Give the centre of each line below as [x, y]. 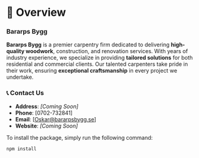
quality [16, 51]
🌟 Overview [36, 13]
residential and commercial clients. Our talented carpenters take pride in [97, 64]
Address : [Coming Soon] [47, 106]
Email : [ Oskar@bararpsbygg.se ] [56, 119]
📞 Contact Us [25, 93]
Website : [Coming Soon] [46, 126]
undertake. [20, 77]
